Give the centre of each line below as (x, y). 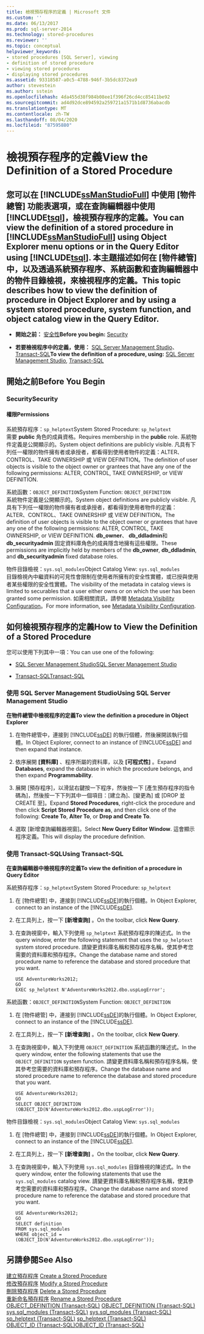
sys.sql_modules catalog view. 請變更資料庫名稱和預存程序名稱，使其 (102, 1181)
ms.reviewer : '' (27, 40)
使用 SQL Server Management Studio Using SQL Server (89, 693)
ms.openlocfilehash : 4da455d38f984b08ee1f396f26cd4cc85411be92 (88, 97)
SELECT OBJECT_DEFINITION (48, 1104)
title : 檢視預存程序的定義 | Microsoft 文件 (58, 12)
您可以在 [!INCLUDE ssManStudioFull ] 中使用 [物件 (101, 195)
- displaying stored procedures (47, 74)
